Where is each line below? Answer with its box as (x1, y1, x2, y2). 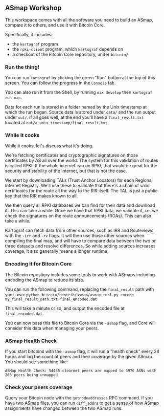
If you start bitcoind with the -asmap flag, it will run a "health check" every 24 (5, 349, 160, 354)
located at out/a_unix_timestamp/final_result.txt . (5, 120, 109, 126)
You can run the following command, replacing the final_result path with (5, 286, 154, 292)
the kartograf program (12, 41, 59, 47)
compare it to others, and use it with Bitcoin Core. (5, 22, 105, 28)
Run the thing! (5, 64, 40, 70)
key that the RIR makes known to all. (5, 193, 78, 199)
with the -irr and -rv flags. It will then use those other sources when (5, 233, 144, 239)
